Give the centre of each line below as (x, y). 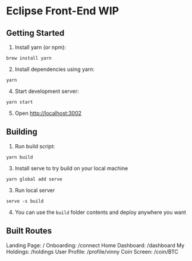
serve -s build (25, 201)
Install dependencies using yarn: (55, 69)
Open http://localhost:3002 (48, 113)
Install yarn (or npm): (40, 47)
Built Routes (29, 231)
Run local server (35, 190)
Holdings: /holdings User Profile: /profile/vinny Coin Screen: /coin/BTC (92, 251)
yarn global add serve (34, 179)
